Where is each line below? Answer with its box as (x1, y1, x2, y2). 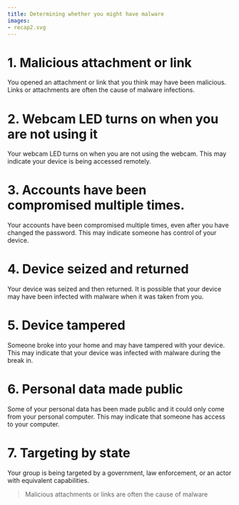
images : (7, 17, 31, 24)
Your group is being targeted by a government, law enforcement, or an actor (7, 469, 232, 477)
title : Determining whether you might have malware (7, 10, 164, 18)
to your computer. (7, 420, 60, 429)
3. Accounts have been (7, 182, 147, 199)
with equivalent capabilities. (7, 476, 89, 484)
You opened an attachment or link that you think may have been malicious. (7, 78, 227, 86)
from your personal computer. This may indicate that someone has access (7, 412, 226, 421)
